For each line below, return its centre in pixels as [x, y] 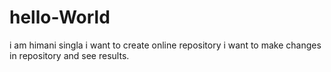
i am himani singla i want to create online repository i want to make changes [165, 45]
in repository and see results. [69, 55]
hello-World [60, 17]
